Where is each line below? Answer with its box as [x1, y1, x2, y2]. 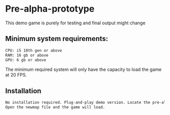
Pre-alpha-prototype [5, 3, 95, 15]
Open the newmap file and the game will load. [5, 105, 105, 110]
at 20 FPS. [5, 72, 27, 78]
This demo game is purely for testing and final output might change [5, 20, 146, 26]
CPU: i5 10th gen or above [5, 48, 62, 53]
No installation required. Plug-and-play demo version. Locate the [5, 100, 151, 105]
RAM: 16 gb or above [5, 53, 49, 58]
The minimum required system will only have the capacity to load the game [5, 66, 162, 72]
